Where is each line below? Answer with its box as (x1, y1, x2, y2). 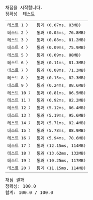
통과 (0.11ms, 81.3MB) (36, 60, 86, 65)
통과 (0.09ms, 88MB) (36, 53, 81, 58)
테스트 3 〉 (7, 37, 30, 43)
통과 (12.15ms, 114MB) (36, 143, 86, 148)
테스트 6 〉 (7, 60, 30, 65)
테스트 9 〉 (7, 82, 30, 88)
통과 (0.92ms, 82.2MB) (36, 97, 86, 103)
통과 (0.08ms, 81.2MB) (36, 37, 86, 43)
